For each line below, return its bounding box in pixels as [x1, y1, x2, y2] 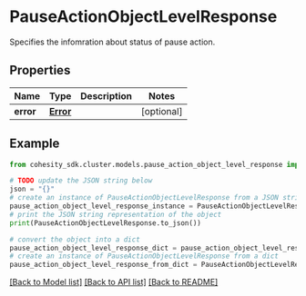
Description [80, 89, 132, 102]
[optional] [140, 104, 183, 117]
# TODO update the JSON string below [9, 176, 153, 185]
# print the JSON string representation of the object [9, 210, 222, 219]
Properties [9, 63, 71, 78]
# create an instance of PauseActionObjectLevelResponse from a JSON [9, 193, 280, 202]
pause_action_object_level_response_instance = [9, 202, 194, 211]
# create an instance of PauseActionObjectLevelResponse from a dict [9, 252, 280, 261]
